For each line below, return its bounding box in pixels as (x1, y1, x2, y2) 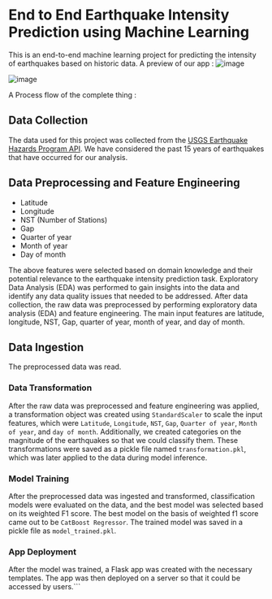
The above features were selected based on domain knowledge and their (8, 265, 253, 275)
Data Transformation (8, 382, 93, 393)
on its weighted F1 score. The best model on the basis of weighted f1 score (8, 508, 259, 518)
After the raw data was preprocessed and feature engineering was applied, (8, 401, 260, 410)
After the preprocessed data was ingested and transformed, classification (8, 491, 256, 501)
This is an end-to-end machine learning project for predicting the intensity (8, 50, 257, 59)
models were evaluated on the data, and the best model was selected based (8, 500, 264, 510)
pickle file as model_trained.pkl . (8, 526, 117, 536)
